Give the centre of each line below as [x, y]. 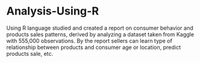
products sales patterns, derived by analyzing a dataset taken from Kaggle [100, 34]
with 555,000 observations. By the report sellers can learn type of [89, 41]
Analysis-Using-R [53, 11]
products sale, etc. [30, 53]
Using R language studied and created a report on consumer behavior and [100, 28]
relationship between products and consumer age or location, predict [94, 47]
